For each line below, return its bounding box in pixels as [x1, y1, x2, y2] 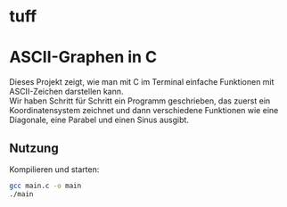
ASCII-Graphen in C [9, 47, 158, 68]
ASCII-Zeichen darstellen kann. [9, 87, 124, 97]
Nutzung [9, 140, 60, 155]
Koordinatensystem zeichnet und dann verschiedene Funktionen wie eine [9, 105, 279, 116]
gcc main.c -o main [9, 181, 82, 190]
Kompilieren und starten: [9, 163, 100, 175]
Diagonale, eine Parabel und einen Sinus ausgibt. [9, 114, 190, 126]
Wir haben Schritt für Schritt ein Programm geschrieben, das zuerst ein [9, 95, 271, 106]
